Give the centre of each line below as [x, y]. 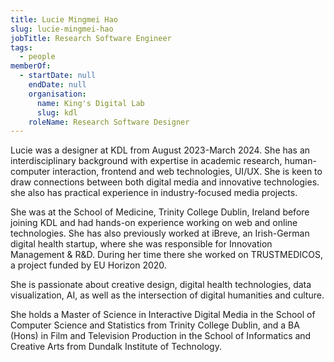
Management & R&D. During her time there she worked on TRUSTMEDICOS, [166, 255]
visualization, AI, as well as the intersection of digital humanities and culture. [167, 295]
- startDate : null [58, 76]
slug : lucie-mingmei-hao [62, 29]
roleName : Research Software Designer [109, 122]
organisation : [57, 94]
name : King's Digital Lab [90, 103]
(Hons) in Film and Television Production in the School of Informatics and [161, 336]
